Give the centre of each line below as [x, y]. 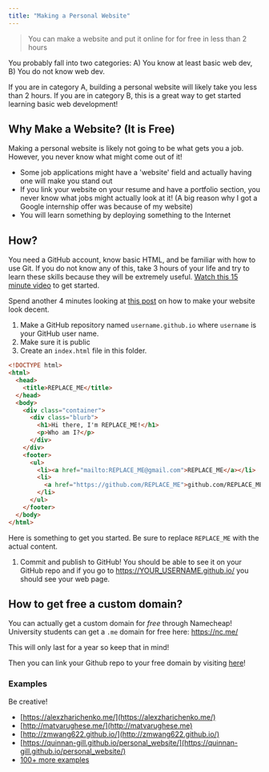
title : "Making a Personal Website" [69, 16]
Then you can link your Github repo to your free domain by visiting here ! [127, 663]
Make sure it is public [55, 342]
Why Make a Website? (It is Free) [92, 129]
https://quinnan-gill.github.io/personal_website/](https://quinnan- [130, 742]
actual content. [33, 546]
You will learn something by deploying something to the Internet [125, 215]
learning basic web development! [63, 104]
